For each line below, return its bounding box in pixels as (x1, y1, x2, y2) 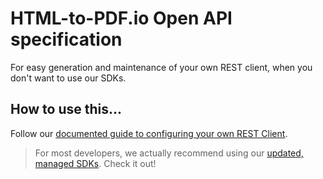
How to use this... (10, 101, 123, 118)
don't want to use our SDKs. (10, 72, 127, 84)
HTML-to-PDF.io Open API (10, 7, 233, 30)
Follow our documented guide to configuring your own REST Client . (10, 127, 288, 139)
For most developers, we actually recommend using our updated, (34, 147, 304, 159)
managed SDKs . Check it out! (34, 157, 157, 169)
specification (10, 28, 123, 51)
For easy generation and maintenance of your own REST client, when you (10, 61, 313, 73)
